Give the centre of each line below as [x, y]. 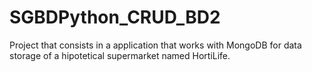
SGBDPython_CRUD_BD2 [115, 17]
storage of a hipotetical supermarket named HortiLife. [120, 55]
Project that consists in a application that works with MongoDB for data [155, 45]
